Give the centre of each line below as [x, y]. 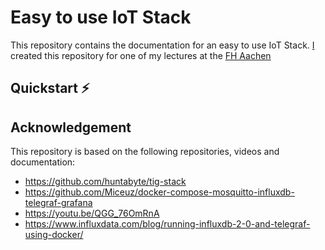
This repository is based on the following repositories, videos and [145, 152]
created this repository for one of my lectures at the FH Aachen [141, 55]
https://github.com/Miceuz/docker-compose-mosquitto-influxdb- [159, 192]
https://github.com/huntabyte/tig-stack [105, 182]
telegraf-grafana [58, 203]
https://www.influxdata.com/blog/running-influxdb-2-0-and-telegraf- [167, 224]
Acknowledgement [71, 127]
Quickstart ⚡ [50, 88]
